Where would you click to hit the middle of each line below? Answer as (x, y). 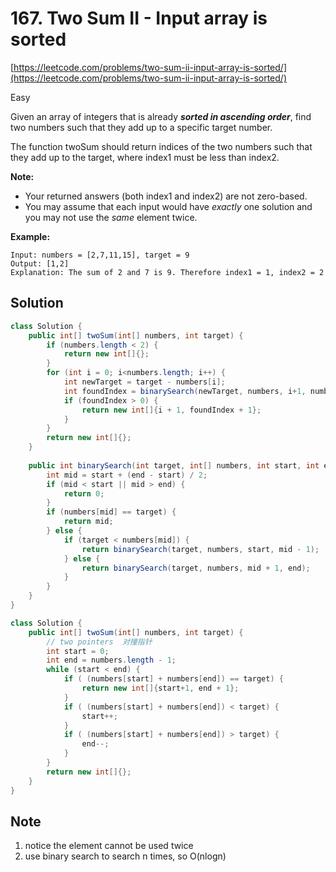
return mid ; (88, 522)
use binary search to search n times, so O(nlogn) (125, 856)
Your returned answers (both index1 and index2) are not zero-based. (166, 196)
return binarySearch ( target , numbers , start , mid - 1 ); (200, 549)
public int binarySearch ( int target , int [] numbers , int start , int (174, 465)
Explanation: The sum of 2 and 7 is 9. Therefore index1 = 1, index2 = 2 (167, 272)
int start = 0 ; (78, 651)
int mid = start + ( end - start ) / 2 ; (127, 475)
